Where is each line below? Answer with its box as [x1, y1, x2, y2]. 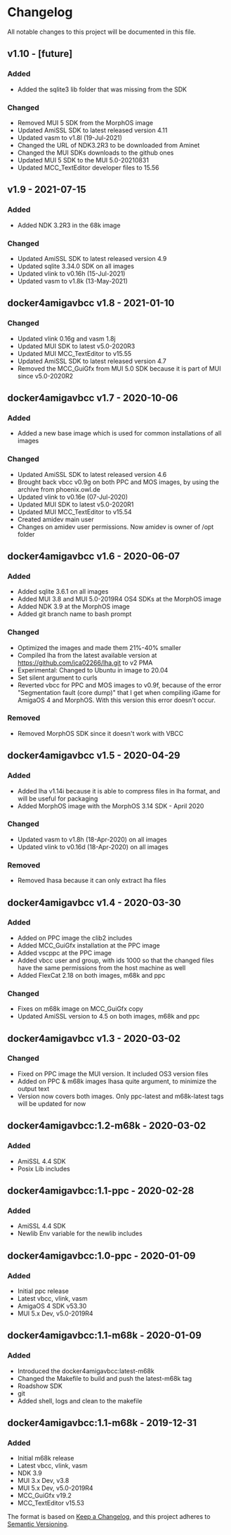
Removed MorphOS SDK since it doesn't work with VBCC [17, 729, 184, 737]
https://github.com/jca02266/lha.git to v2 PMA [17, 658, 153, 667]
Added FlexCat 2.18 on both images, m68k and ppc [17, 971, 166, 979]
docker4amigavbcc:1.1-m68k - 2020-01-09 [7, 1330, 202, 1342]
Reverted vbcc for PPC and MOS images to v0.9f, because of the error [17, 680, 222, 689]
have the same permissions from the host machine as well [17, 963, 186, 972]
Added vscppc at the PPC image [17, 948, 112, 957]
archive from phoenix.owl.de [17, 485, 100, 493]
